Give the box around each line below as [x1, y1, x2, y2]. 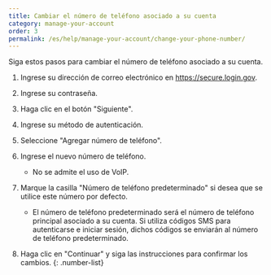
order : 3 [8, 27, 38, 35]
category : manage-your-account [8, 20, 115, 28]
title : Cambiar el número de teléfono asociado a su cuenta [8, 11, 217, 20]
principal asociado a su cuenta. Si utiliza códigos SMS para [32, 216, 231, 226]
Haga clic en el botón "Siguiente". [20, 104, 133, 114]
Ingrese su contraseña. [20, 89, 98, 98]
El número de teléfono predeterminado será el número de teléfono [32, 207, 255, 217]
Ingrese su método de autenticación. [20, 120, 144, 130]
